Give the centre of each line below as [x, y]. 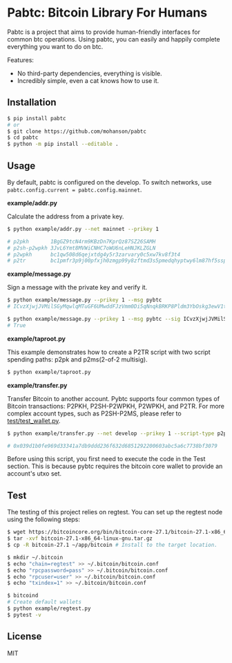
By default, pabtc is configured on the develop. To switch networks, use [109, 182]
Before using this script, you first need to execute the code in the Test [106, 459]
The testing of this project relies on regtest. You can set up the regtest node [115, 512]
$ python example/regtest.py [49, 608]
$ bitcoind [23, 596]
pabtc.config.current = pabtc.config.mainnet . [75, 189]
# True [17, 325]
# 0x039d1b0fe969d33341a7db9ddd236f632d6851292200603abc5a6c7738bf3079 [112, 446]
